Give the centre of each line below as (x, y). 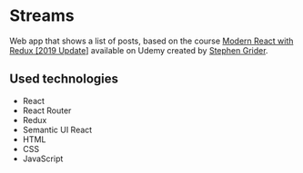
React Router (47, 111)
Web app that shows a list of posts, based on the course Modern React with (151, 41)
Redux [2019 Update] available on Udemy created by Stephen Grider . (139, 50)
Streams (42, 16)
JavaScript (43, 159)
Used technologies (64, 79)
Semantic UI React (57, 130)
